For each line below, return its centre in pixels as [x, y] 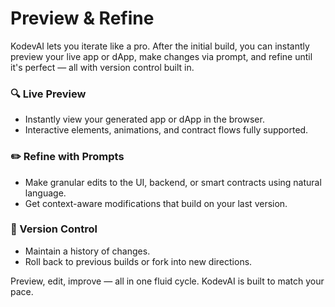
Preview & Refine [82, 18]
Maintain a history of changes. [87, 251]
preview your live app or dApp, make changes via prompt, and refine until [161, 56]
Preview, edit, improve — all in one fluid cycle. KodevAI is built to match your [167, 281]
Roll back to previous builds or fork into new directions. [138, 261]
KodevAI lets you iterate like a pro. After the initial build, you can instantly [160, 46]
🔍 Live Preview [48, 94]
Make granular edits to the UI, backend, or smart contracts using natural [173, 182]
